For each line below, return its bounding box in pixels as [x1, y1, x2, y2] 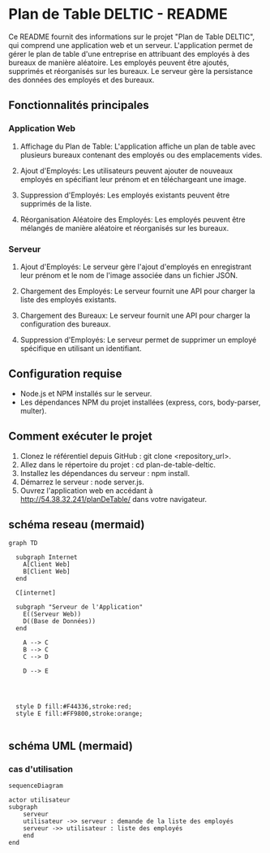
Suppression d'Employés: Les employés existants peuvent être [19, 190, 230, 200]
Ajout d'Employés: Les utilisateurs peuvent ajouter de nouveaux [19, 166, 234, 175]
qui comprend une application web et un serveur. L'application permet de [8, 40, 253, 50]
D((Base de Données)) [23, 617, 96, 626]
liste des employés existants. [19, 294, 118, 305]
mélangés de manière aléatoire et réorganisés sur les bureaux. [19, 223, 229, 232]
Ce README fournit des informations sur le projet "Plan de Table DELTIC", [8, 32, 255, 41]
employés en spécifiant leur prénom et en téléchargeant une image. [19, 174, 247, 184]
